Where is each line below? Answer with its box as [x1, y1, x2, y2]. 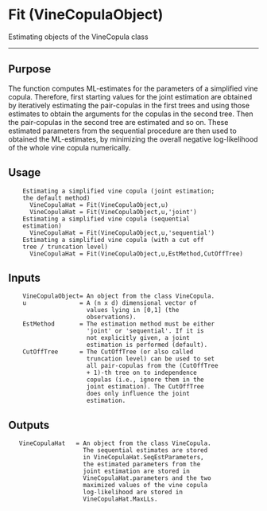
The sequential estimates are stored [83, 447, 208, 454]
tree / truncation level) [22, 243, 109, 251]
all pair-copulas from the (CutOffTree [86, 362, 219, 370]
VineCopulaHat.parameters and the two [83, 474, 212, 482]
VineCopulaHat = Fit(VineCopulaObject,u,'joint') [29, 208, 197, 216]
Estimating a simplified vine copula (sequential [22, 215, 191, 223]
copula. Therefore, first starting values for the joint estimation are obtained [8, 92, 253, 101]
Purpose [8, 62, 52, 76]
